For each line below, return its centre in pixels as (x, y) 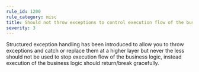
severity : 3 (21, 28)
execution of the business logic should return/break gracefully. (83, 63)
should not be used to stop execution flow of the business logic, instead (94, 57)
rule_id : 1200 (24, 11)
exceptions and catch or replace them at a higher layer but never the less (95, 51)
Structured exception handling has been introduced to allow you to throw (95, 44)
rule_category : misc (32, 17)
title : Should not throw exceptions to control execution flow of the (95, 22)
